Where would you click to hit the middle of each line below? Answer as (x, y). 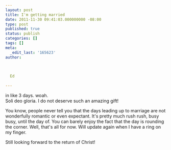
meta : (11, 48)
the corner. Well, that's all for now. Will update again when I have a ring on (83, 127)
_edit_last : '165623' (33, 52)
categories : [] (21, 39)
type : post (17, 24)
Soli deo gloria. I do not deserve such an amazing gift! (62, 101)
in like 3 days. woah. (27, 95)
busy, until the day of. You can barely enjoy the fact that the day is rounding (85, 121)
